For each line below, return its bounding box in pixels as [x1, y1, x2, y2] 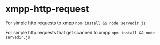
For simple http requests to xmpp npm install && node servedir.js [5, 20, 146, 26]
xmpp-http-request [5, 3, 89, 15]
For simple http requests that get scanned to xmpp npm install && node [5, 29, 155, 35]
